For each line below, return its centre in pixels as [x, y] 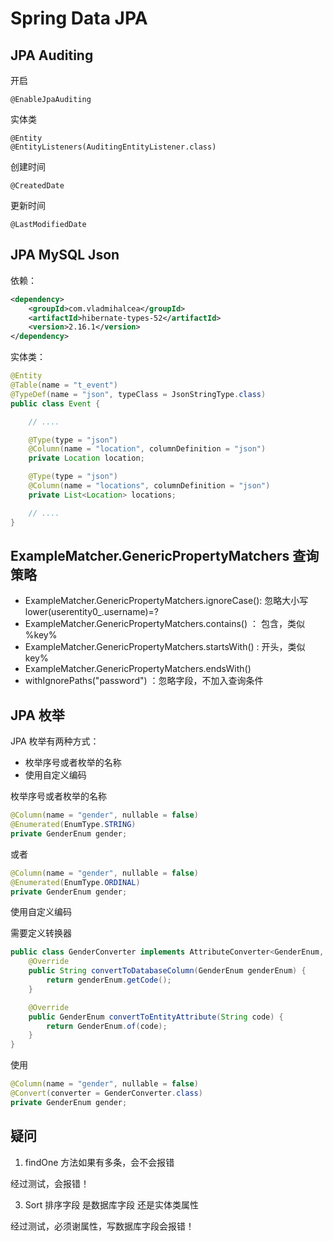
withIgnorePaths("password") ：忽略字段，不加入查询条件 [144, 681]
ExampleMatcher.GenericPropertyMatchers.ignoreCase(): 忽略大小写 [166, 601]
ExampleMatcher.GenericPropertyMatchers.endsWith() [138, 669]
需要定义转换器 [41, 933]
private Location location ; [86, 458]
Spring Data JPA [79, 18]
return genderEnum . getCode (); [109, 980]
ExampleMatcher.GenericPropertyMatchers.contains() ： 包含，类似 [164, 624]
